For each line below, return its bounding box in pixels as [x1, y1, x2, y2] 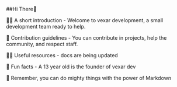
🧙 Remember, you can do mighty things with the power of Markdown [6, 75, 172, 81]
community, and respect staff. [6, 41, 78, 47]
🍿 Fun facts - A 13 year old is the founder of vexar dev [6, 63, 136, 70]
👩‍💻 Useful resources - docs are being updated [6, 52, 118, 58]
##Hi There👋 [6, 6, 37, 12]
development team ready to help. [6, 23, 86, 30]
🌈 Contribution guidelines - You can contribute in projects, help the [6, 34, 167, 41]
